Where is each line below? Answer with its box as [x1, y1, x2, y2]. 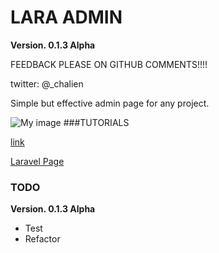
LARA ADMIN [10, 6, 123, 29]
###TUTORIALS [63, 116, 130, 128]
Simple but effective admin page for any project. [10, 97, 210, 109]
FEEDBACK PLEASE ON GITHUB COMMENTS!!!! [10, 58, 208, 70]
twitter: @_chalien [10, 77, 84, 90]
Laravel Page [10, 155, 65, 167]
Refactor [24, 233, 61, 245]
